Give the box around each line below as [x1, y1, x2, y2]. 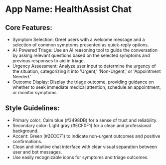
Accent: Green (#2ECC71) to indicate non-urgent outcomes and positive [12, 133, 161, 139]
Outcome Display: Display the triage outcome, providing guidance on [12, 79, 154, 85]
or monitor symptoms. [12, 90, 58, 95]
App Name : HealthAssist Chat [5, 3, 132, 15]
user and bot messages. [12, 149, 62, 155]
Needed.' [12, 74, 31, 79]
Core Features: [5, 23, 52, 32]
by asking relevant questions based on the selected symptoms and [12, 52, 150, 58]
